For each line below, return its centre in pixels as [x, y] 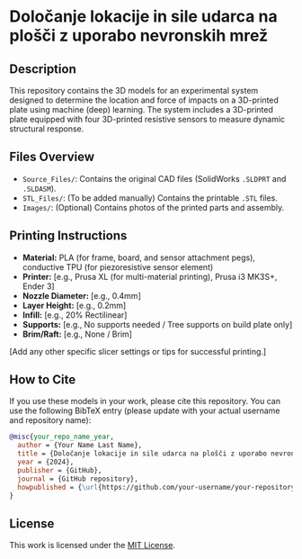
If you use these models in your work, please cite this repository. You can [145, 401]
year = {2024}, [46, 462]
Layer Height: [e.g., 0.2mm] [74, 305]
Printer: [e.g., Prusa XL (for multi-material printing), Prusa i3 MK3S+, [150, 276]
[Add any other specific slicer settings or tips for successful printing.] [138, 351]
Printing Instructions [68, 236]
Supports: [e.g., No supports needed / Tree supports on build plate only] [157, 324]
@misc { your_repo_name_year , [62, 437]
